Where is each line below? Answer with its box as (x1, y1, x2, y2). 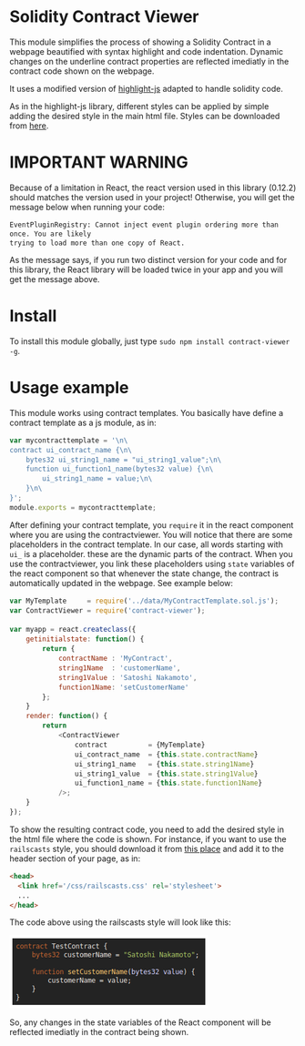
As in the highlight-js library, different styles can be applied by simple (9, 100, 269, 111)
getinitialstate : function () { (25, 635, 145, 644)
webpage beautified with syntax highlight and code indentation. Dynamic (9, 46, 284, 56)
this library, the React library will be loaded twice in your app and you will (9, 264, 284, 275)
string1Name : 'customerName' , (57, 663, 181, 673)
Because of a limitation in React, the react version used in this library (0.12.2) (9, 182, 297, 193)
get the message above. (9, 273, 100, 284)
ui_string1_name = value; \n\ (42, 474, 153, 483)
